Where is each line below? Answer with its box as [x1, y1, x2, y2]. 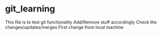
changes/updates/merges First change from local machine [5, 24, 124, 30]
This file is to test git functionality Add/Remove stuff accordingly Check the [5, 19, 157, 25]
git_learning [5, 3, 55, 14]
